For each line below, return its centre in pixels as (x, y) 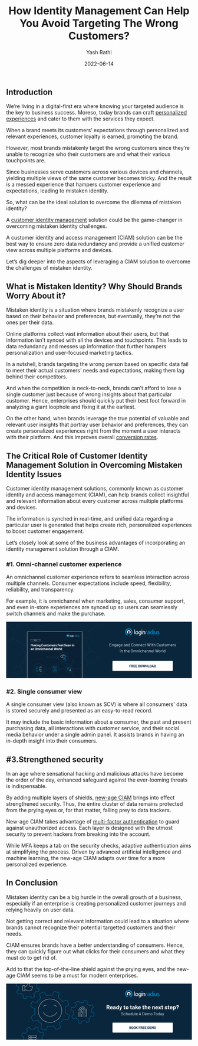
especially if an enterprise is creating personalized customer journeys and (96, 903)
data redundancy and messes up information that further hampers (86, 347)
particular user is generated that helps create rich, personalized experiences (99, 525)
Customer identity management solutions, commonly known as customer (95, 488)
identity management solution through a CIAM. (63, 549)
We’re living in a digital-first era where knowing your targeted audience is (95, 106)
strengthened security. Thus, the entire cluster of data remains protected (95, 803)
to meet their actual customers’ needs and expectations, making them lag (95, 371)
